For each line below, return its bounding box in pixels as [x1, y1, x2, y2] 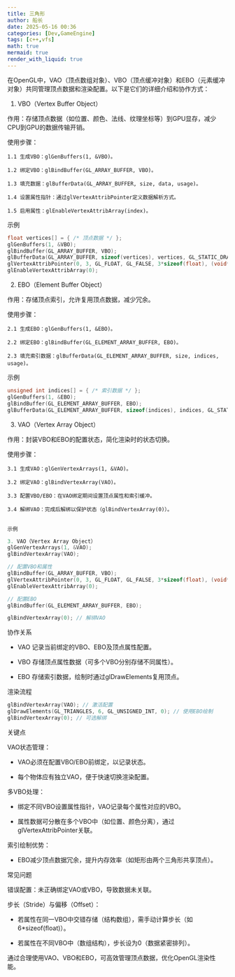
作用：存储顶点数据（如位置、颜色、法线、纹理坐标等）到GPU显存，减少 [7, 114, 217, 122]
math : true [7, 43, 39, 50]
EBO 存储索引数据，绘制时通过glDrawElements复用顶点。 [17, 673, 183, 681]
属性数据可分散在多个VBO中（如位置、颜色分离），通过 [17, 817, 175, 825]
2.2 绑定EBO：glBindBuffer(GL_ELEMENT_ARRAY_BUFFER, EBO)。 [7, 339, 182, 346]
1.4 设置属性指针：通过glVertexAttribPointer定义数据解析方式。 [7, 194, 180, 201]
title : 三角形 [7, 10, 45, 17]
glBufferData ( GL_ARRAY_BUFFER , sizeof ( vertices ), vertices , [7, 254, 187, 261]
